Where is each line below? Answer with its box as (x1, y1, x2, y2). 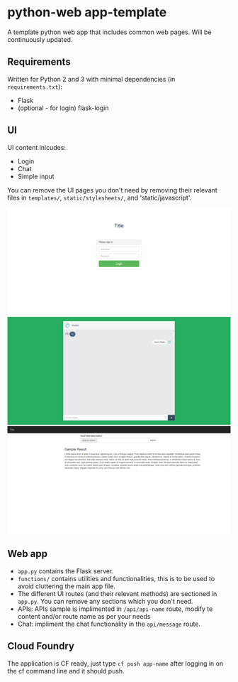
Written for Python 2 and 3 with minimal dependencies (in (7, 75, 176, 83)
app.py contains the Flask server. (17, 566, 114, 575)
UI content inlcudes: (7, 143, 66, 151)
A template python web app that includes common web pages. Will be (7, 28, 212, 36)
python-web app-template (7, 4, 167, 21)
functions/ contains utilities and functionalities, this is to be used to (17, 574, 215, 583)
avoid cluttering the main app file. (17, 582, 115, 590)
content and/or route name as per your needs (17, 612, 151, 620)
